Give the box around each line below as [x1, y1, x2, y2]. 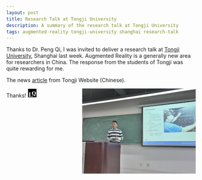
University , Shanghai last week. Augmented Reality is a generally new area [6, 52, 191, 59]
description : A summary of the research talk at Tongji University [6, 22, 179, 28]
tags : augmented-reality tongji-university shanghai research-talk [6, 29, 179, 35]
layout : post [6, 10, 39, 16]
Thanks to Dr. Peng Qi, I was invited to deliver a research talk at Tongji [6, 46, 180, 53]
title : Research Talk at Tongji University [6, 16, 117, 22]
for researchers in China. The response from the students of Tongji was [6, 59, 183, 66]
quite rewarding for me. [6, 65, 64, 72]
